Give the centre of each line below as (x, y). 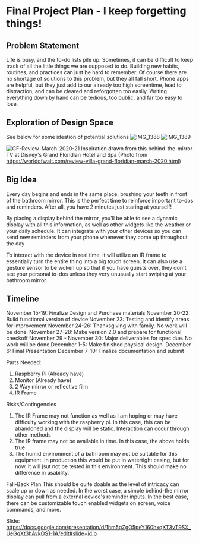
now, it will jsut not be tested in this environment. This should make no (100, 466)
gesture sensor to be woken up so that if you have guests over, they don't (96, 267)
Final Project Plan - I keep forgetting (96, 11)
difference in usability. (42, 473)
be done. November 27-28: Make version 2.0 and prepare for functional (94, 332)
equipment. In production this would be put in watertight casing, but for (102, 460)
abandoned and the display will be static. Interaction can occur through (102, 428)
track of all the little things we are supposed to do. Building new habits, (93, 66)
